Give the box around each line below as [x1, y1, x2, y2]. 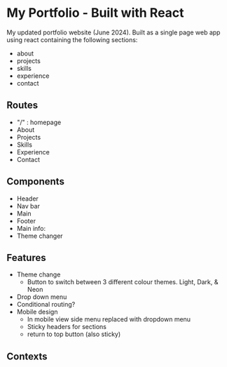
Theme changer [16, 232, 64, 240]
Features [6, 251, 46, 264]
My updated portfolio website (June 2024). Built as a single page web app [6, 28, 221, 36]
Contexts [6, 350, 48, 362]
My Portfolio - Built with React [6, 5, 184, 21]
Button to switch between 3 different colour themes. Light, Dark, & [27, 278, 219, 286]
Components [6, 175, 64, 187]
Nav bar [16, 201, 40, 210]
